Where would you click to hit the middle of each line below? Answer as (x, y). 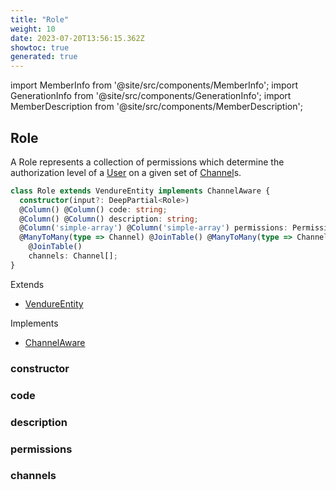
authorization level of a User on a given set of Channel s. (126, 172)
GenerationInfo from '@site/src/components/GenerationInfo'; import (151, 96)
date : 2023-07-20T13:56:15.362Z (77, 38)
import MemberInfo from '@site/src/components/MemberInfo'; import (154, 85)
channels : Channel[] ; (73, 256)
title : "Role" (40, 19)
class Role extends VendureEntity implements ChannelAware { (140, 191)
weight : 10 (33, 29)
